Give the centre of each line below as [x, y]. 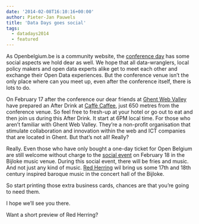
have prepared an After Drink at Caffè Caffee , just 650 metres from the [93, 105]
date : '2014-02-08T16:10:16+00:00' [50, 12]
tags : [13, 28]
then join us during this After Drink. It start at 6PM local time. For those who [98, 118]
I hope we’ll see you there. [38, 203]
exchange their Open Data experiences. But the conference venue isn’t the [97, 75]
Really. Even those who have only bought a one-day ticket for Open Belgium [99, 149]
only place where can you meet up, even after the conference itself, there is [99, 81]
